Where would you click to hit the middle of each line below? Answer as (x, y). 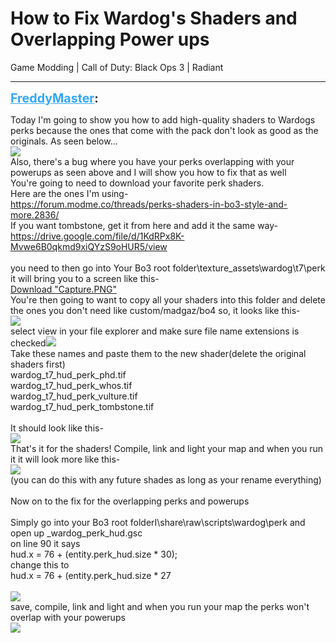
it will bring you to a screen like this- (85, 278)
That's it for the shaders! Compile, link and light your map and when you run (167, 448)
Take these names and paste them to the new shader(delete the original (158, 353)
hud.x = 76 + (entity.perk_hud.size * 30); (94, 554)
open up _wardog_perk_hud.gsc (76, 533)
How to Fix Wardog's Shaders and (154, 18)
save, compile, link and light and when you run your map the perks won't (160, 606)
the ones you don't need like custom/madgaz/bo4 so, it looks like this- (155, 310)
